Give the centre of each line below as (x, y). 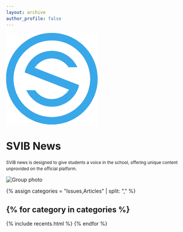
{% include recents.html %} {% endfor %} (57, 224)
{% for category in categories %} (68, 209)
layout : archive (26, 12)
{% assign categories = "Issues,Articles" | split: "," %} (71, 191)
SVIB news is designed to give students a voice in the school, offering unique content (92, 163)
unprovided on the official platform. (42, 169)
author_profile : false (34, 18)
